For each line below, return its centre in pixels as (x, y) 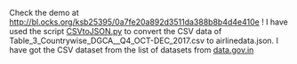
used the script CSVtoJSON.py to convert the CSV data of (116, 31)
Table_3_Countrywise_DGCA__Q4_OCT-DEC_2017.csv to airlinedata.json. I (144, 40)
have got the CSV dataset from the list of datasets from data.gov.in (132, 50)
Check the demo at (44, 13)
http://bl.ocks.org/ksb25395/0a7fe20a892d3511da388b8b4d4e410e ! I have (149, 22)
